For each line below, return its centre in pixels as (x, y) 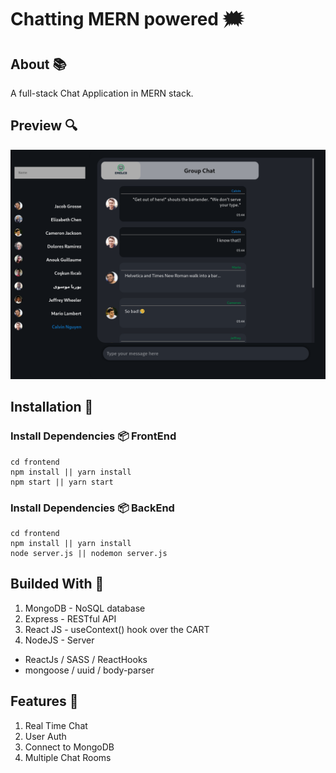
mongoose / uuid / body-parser (89, 670)
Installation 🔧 (52, 407)
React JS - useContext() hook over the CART (117, 629)
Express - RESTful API (70, 618)
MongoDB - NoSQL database (85, 608)
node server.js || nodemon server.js (89, 553)
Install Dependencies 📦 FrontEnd (93, 436)
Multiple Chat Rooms (68, 757)
